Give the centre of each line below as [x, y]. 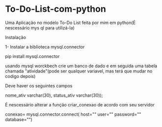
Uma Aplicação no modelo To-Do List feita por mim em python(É [70, 23]
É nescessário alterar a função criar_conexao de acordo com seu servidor [80, 104]
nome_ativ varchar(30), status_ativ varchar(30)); [54, 95]
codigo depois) [20, 76]
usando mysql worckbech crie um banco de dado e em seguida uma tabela [81, 66]
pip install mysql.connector [32, 56]
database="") [19, 119]
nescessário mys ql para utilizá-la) [40, 27]
